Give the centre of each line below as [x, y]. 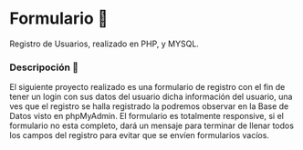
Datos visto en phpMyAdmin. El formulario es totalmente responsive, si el [147, 116]
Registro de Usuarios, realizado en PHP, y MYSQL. [104, 44]
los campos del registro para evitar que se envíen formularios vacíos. [139, 135]
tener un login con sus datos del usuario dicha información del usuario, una [151, 97]
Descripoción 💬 [44, 67]
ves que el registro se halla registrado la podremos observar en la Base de [149, 106]
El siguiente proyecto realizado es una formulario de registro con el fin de [147, 87]
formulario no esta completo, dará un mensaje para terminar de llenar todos [152, 125]
